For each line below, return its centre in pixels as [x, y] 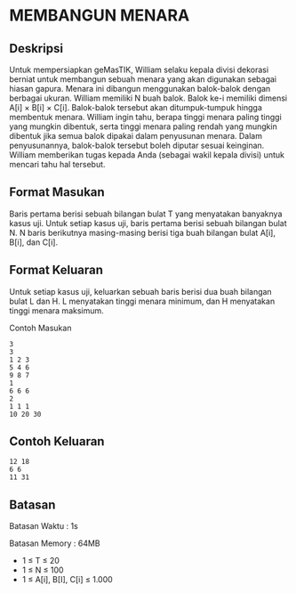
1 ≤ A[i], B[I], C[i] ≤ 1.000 [67, 580]
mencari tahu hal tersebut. [57, 164]
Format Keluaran [56, 270]
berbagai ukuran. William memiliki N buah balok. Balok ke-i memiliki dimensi [148, 98]
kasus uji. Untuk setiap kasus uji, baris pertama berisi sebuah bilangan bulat [148, 223]
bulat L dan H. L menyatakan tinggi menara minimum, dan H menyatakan [142, 301]
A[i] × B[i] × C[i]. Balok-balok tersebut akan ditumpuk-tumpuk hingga [136, 107]
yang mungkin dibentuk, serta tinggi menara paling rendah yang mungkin [143, 126]
